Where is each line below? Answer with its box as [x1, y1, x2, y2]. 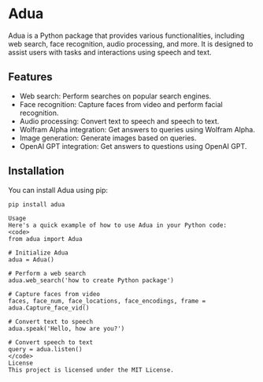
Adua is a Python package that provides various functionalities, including [8, 31, 245, 40]
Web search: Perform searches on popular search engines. [19, 91, 212, 101]
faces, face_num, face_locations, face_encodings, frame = [8, 297, 206, 305]
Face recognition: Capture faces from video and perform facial [19, 99, 223, 109]
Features [8, 70, 53, 83]
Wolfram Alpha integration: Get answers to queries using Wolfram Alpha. [19, 124, 256, 134]
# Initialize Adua [8, 249, 69, 257]
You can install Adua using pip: [8, 185, 109, 195]
